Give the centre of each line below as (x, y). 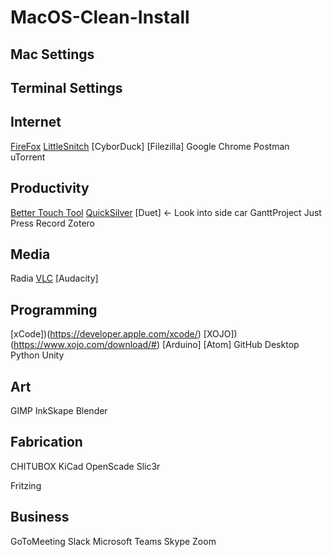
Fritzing (26, 485)
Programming (54, 309)
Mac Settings (52, 54)
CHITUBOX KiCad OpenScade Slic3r (85, 466)
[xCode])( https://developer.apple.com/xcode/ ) (106, 334)
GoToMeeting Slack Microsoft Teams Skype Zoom (113, 541)
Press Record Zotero (53, 223)
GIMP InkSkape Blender (59, 411)
